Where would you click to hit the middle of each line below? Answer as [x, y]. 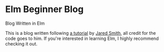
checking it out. [21, 43]
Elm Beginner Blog [44, 9]
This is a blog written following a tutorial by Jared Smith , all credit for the [81, 33]
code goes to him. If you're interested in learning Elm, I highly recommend [82, 38]
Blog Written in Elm [25, 23]
